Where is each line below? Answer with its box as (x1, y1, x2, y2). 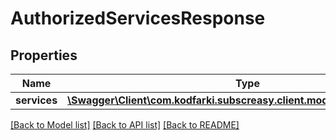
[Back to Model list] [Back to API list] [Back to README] (10, 119, 240, 131)
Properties (10, 47, 78, 64)
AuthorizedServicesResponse (10, 7, 266, 30)
